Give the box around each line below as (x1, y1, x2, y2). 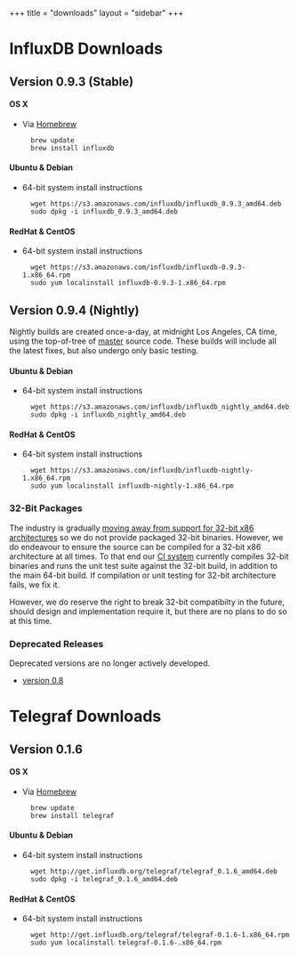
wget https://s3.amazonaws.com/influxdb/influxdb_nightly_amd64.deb (30, 402, 290, 412)
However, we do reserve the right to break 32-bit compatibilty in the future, (9, 596, 285, 607)
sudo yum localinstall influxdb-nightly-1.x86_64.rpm (30, 482, 234, 490)
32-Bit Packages (9, 502, 83, 514)
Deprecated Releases (9, 637, 104, 650)
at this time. (9, 615, 52, 626)
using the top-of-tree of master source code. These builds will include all (9, 336, 278, 346)
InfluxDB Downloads (9, 39, 163, 59)
